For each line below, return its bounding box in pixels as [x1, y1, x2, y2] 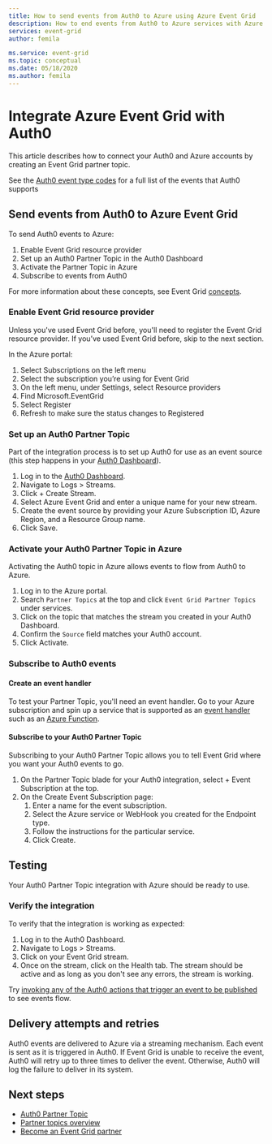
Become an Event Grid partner [19, 1126, 123, 1137]
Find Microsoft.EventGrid [19, 391, 104, 400]
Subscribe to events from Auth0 [19, 270, 127, 280]
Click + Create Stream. [19, 489, 97, 499]
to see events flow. [8, 993, 71, 1003]
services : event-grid [8, 27, 82, 35]
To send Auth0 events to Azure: [8, 229, 114, 239]
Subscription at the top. [19, 783, 99, 792]
